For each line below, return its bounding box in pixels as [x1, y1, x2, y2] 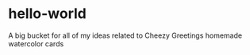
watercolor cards [8, 38, 64, 48]
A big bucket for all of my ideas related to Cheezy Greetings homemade [8, 31, 243, 40]
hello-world [8, 5, 87, 23]
